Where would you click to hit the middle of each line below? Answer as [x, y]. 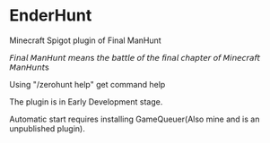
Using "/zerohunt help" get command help [87, 84]
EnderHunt [51, 16]
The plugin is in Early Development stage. [86, 101]
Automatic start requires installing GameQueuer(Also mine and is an [135, 119]
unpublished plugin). [47, 128]
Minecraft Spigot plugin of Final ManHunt [85, 40]
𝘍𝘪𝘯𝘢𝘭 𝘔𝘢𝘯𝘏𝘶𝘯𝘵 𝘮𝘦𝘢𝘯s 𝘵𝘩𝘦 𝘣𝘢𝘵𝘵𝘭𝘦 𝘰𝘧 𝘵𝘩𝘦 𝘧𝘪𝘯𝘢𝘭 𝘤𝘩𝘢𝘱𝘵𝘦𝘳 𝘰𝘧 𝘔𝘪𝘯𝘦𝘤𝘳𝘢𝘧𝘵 [135, 57]
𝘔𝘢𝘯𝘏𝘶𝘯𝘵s [29, 67]
